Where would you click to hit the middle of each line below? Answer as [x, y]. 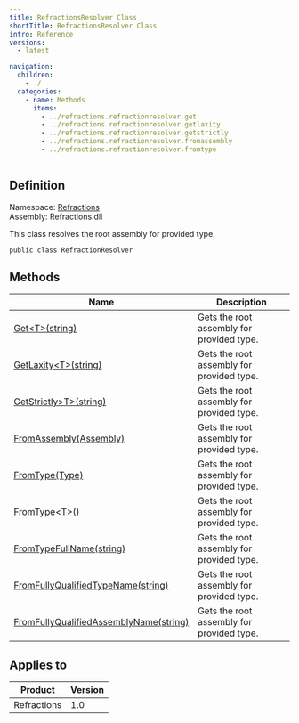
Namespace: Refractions [55, 207]
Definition [37, 186]
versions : [28, 42]
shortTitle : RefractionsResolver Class [83, 26]
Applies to [38, 665]
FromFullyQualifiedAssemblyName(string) [101, 622]
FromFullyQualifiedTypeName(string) [91, 586]
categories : [40, 91]
